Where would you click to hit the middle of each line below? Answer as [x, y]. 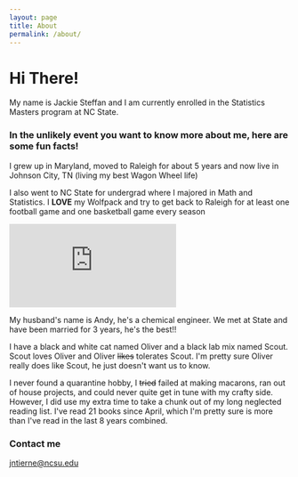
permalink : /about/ [45, 34]
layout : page [33, 17]
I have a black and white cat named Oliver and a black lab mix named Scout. [149, 346]
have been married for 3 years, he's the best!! [93, 329]
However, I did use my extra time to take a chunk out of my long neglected [145, 401]
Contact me [35, 443]
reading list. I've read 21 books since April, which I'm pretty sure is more [141, 411]
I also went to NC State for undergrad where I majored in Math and [131, 192]
